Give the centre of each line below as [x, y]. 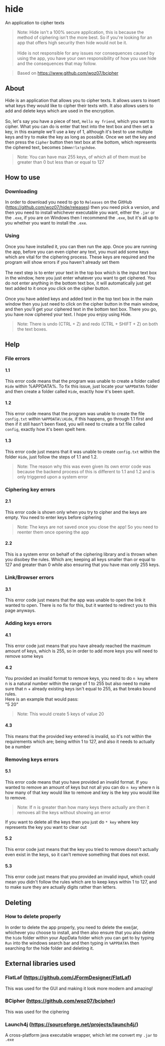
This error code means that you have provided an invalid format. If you [76, 782]
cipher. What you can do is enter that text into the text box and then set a [79, 126]
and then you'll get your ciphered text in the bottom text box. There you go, [81, 309]
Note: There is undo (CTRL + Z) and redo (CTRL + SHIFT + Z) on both [87, 324]
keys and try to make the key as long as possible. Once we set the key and [81, 137]
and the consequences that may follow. [57, 63]
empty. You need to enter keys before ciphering [53, 517]
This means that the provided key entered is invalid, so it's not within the [78, 736]
